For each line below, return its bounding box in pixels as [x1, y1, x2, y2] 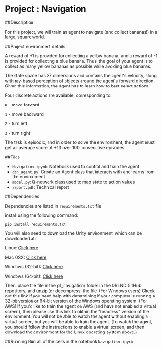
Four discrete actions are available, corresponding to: [5, 92, 112, 98]
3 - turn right [5, 130, 31, 136]
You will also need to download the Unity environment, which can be [5, 230, 142, 236]
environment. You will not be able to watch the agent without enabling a [5, 314, 148, 319]
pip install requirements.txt [5, 222, 66, 227]
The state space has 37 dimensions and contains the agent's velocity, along [5, 72, 157, 78]
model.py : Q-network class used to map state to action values [12, 179, 135, 185]
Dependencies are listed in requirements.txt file [5, 203, 102, 209]
